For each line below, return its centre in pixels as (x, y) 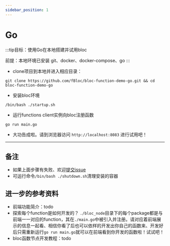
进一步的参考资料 (32, 194)
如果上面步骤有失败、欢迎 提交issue (49, 170)
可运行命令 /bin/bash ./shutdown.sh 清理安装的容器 (65, 176)
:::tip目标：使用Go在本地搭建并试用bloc (46, 50)
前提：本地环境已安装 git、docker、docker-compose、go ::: (68, 60)
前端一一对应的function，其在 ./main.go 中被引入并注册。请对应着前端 (84, 219)
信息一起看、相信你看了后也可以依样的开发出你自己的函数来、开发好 (92, 226)
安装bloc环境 (26, 95)
